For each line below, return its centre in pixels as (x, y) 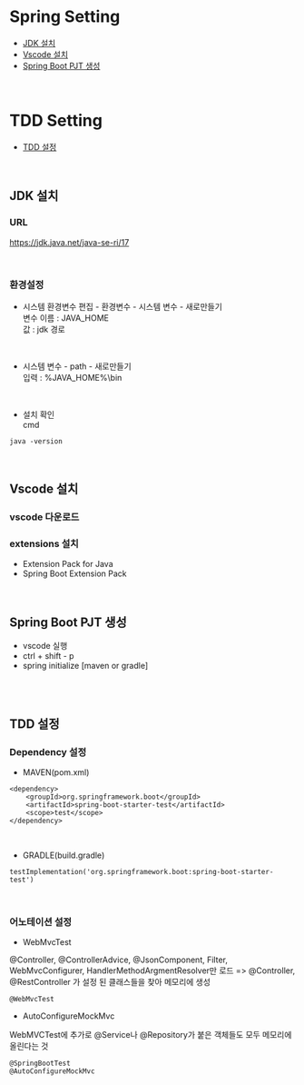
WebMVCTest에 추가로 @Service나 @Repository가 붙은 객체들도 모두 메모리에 (151, 1035)
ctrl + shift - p (48, 656)
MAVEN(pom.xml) (56, 772)
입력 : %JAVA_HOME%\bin (72, 377)
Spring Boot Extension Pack (74, 573)
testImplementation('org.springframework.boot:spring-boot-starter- (142, 871)
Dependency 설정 (48, 752)
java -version (36, 441)
